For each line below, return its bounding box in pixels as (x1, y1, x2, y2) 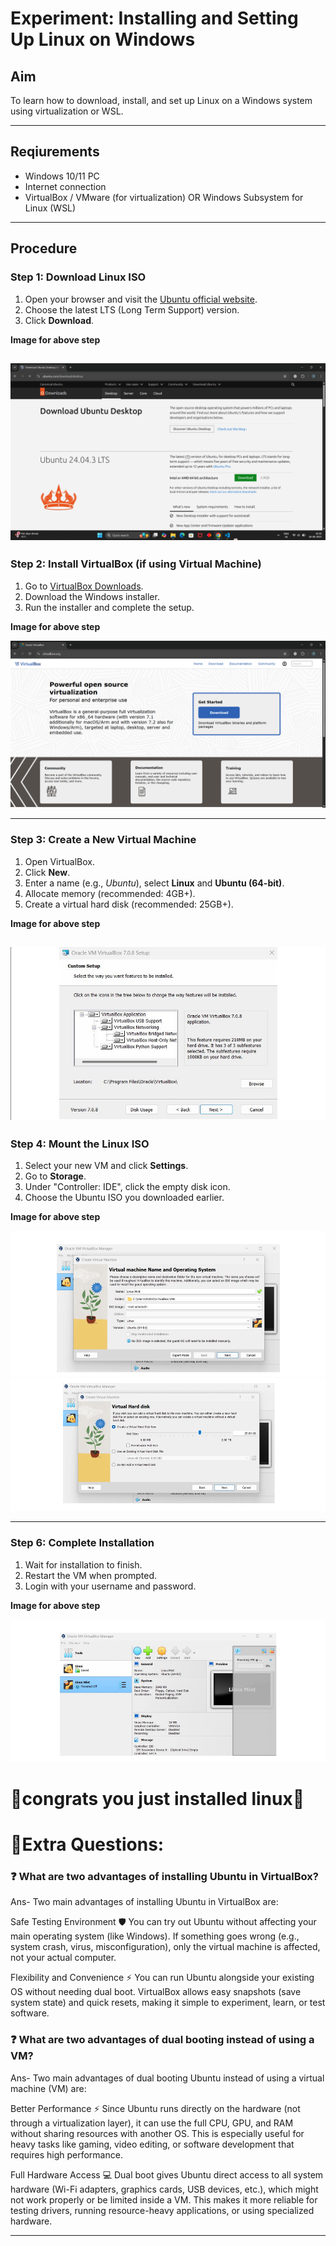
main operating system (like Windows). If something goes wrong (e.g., (10, 1930, 300, 1942)
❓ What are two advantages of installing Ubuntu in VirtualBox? (10, 1870, 319, 1884)
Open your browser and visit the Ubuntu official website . (24, 293, 258, 305)
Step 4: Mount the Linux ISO (10, 1137, 150, 1151)
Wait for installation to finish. (24, 1558, 143, 1571)
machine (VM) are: (10, 2082, 87, 2094)
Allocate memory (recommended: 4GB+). (24, 887, 196, 899)
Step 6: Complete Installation (10, 1536, 155, 1550)
